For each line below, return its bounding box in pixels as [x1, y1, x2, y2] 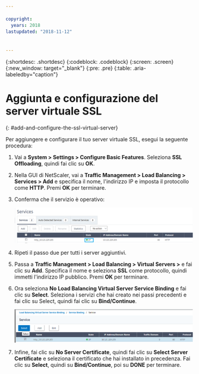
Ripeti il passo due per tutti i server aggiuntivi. [14, 249, 127, 256]
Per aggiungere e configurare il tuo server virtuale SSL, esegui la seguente [5, 135, 188, 143]
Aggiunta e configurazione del [5, 92, 159, 106]
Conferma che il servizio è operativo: [14, 196, 105, 203]
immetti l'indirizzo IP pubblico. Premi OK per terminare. [14, 273, 149, 280]
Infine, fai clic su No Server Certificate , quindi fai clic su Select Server [14, 348, 188, 356]
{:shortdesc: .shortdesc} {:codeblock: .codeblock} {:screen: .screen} [5, 58, 174, 65]
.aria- [132, 64, 146, 72]
